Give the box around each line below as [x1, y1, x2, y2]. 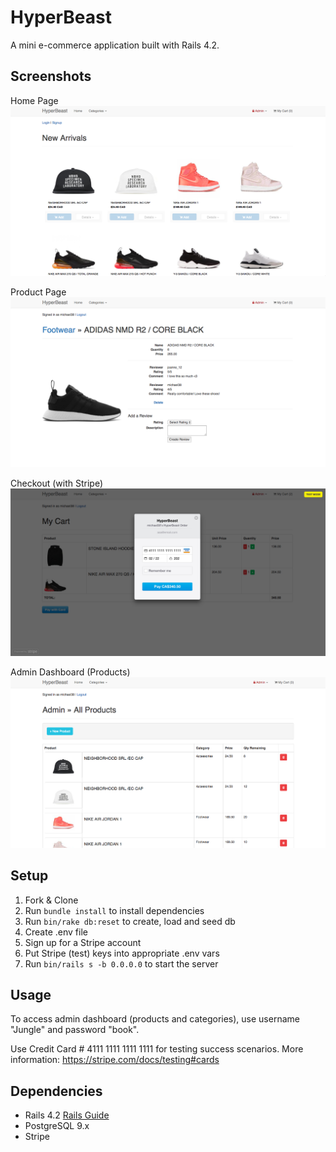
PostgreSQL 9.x [24, 1120, 90, 1132]
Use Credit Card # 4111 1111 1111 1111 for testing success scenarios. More [10, 1043, 304, 1055]
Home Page [10, 94, 59, 106]
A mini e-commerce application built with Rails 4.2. [10, 39, 220, 51]
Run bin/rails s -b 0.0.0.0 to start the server [24, 957, 219, 970]
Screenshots [10, 68, 92, 85]
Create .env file [24, 926, 88, 938]
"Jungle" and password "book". [10, 1024, 140, 1036]
